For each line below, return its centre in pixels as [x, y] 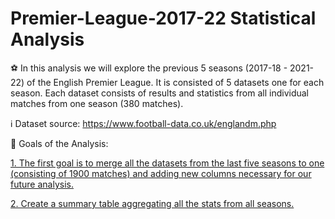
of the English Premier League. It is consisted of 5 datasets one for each [175, 82]
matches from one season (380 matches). [97, 103]
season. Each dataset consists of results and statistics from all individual [160, 93]
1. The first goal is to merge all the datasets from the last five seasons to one [167, 163]
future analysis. [42, 184]
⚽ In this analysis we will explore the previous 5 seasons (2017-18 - [149, 68]
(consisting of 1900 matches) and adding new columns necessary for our [161, 173]
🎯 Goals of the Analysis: [59, 143]
